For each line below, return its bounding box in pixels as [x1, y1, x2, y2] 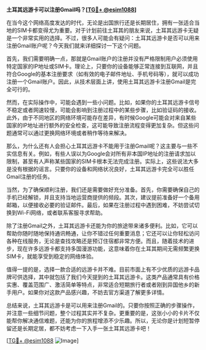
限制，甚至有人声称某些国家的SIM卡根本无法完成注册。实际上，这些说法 [6, 158, 188, 165]
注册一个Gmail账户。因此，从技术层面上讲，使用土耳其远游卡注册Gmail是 [6, 78, 191, 85]
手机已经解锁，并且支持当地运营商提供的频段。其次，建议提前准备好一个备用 [6, 194, 200, 201]
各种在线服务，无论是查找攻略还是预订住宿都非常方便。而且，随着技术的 [6, 237, 189, 245]
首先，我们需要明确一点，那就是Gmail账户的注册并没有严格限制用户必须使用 [6, 55, 198, 62]
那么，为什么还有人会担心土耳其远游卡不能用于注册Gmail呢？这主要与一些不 [6, 142, 198, 150]
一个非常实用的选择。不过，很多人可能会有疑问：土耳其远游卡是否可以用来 [11, 34, 200, 42]
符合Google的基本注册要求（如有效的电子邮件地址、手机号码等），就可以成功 [6, 70, 199, 77]
